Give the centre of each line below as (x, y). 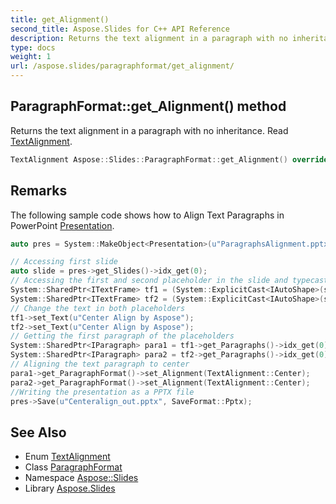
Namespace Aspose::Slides (81, 478)
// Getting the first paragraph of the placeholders (122, 336)
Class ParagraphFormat (73, 467)
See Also (38, 432)
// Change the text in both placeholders (98, 308)
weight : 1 (31, 57)
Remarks (39, 191)
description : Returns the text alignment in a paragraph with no (149, 38)
